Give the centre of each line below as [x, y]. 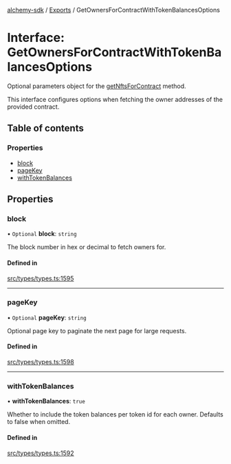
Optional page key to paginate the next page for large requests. [97, 330]
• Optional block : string [42, 234]
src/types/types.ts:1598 [41, 362]
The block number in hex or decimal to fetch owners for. [87, 247]
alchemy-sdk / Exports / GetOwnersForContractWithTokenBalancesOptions [113, 10]
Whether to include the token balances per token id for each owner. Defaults [115, 414]
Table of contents [45, 128]
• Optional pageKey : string [47, 317]
